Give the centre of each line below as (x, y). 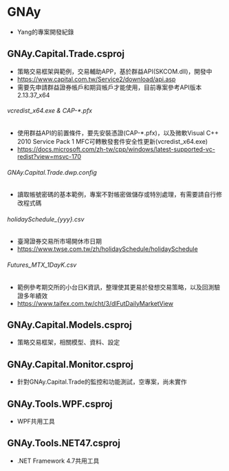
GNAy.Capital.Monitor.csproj (70, 364)
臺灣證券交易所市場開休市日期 (59, 241)
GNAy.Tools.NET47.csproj (64, 443)
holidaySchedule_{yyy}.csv (46, 219)
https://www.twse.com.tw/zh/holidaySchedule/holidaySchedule (107, 249)
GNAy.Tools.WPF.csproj (60, 404)
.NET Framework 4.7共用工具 (58, 461)
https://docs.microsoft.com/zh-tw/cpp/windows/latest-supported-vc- (116, 149)
